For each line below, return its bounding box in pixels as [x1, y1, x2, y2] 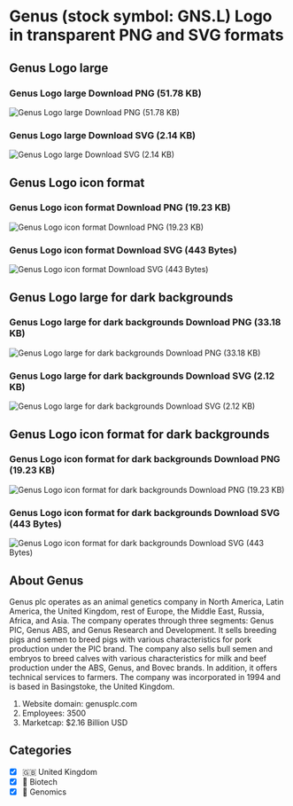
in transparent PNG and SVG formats [9, 25, 284, 45]
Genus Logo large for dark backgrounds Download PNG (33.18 [9, 317, 281, 329]
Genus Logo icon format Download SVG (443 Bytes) [9, 244, 237, 256]
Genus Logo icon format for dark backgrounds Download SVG [9, 506, 281, 519]
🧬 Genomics [21, 786, 67, 797]
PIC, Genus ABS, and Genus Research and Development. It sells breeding [9, 624, 277, 635]
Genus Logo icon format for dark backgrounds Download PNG [9, 453, 281, 466]
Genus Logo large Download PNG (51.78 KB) [9, 87, 202, 99]
